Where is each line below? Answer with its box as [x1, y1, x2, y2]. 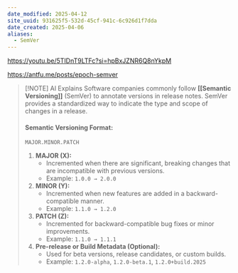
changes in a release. [24, 107, 88, 115]
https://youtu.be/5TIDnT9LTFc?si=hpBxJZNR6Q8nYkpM [7, 56, 172, 65]
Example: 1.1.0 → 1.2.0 [45, 205, 117, 213]
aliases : [7, 30, 33, 38]
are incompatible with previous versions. [45, 167, 165, 175]
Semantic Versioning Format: [24, 123, 114, 132]
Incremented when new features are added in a [45, 190, 185, 198]
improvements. [45, 227, 90, 236]
